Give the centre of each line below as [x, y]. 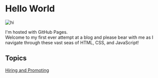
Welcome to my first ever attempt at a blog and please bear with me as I [79, 37]
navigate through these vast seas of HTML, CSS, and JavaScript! [72, 42]
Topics [16, 58]
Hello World [30, 9]
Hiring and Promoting [27, 70]
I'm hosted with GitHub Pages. [36, 32]
